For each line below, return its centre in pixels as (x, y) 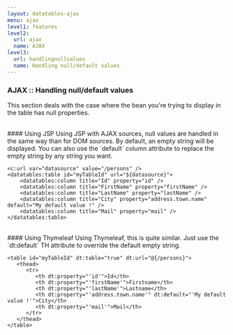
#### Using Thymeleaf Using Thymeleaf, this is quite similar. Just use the (113, 237)
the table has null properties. (48, 112)
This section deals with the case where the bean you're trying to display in (114, 105)
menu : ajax (23, 20)
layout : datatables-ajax (43, 14)
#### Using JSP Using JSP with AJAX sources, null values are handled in (113, 133)
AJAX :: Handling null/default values (70, 90)
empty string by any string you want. (60, 156)
